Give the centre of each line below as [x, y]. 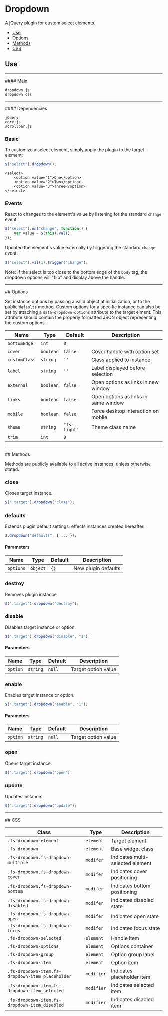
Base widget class [132, 849]
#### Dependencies [26, 108]
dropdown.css [19, 94]
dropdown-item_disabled [36, 1005]
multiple [18, 862]
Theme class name [114, 427]
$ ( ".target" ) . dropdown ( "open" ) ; [39, 773]
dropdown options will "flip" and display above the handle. [65, 277]
